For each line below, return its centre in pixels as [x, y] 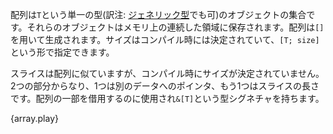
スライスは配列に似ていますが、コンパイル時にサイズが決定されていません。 [167, 73]
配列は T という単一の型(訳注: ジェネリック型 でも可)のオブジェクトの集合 [158, 14]
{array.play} [34, 118]
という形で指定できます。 [62, 52]
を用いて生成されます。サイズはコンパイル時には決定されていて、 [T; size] [165, 39]
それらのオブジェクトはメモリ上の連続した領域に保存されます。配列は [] [175, 27]
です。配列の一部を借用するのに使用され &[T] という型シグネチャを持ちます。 [167, 98]
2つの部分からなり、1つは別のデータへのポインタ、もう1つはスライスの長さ [165, 86]
